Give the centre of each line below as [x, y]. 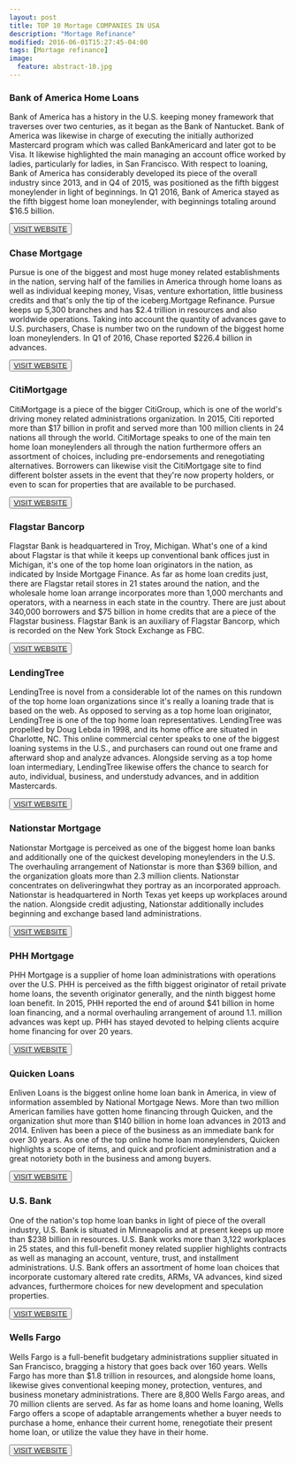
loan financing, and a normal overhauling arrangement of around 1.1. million [146, 1012]
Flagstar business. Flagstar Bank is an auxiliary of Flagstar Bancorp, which [144, 621]
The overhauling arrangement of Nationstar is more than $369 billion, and [144, 866]
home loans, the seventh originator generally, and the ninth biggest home [142, 993]
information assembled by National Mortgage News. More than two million [144, 1102]
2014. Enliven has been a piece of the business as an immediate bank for [142, 1131]
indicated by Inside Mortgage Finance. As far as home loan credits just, [139, 574]
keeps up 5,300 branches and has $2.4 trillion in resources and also [133, 310]
